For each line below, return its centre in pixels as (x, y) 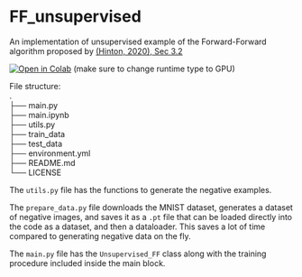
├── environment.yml (50, 153)
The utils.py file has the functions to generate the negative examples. (141, 189)
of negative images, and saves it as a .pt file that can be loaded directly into (151, 217)
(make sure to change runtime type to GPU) (155, 69)
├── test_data (36, 143)
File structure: (35, 86)
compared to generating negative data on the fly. (100, 235)
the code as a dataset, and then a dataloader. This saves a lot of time (137, 226)
